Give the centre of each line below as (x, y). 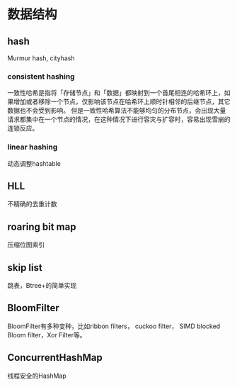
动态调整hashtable (34, 163)
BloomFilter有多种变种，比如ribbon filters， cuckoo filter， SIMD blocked (114, 326)
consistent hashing (41, 77)
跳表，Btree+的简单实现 (42, 286)
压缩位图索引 (26, 245)
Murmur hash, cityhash (41, 58)
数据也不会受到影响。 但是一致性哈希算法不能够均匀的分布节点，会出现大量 (117, 111)
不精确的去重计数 (32, 204)
